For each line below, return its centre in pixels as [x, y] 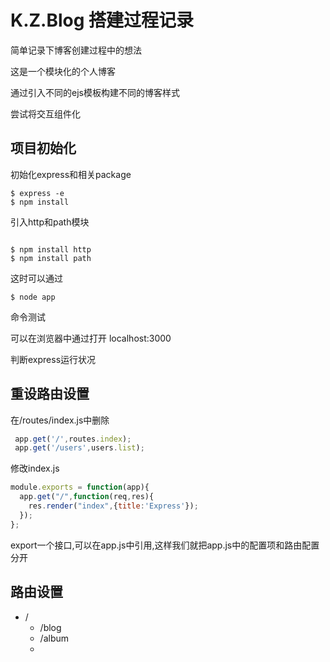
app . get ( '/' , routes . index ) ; [73, 439]
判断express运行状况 [53, 359]
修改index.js [35, 468]
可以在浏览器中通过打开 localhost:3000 [91, 338]
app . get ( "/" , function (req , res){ [87, 497]
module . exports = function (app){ [80, 487]
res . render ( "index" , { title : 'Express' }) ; [113, 506]
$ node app [33, 297]
